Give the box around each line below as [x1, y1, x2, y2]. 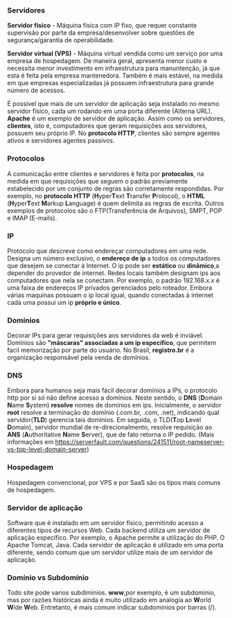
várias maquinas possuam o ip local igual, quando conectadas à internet [7, 290, 213, 299]
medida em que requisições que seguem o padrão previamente [7, 177, 188, 185]
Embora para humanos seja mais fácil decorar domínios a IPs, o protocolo [7, 387, 217, 395]
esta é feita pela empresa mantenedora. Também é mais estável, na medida [7, 71, 223, 80]
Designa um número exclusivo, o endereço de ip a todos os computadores [7, 254, 220, 262]
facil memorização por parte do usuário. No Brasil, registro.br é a [7, 346, 195, 355]
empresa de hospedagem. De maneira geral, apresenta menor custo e [7, 57, 208, 65]
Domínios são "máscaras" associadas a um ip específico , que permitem [7, 339, 217, 347]
